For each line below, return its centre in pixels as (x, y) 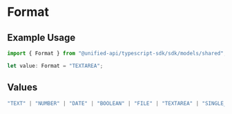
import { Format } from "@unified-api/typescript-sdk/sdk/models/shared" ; (117, 53)
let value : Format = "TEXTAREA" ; (55, 66)
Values (22, 87)
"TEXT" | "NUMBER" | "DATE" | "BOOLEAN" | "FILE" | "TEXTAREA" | (103, 103)
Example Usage (41, 38)
